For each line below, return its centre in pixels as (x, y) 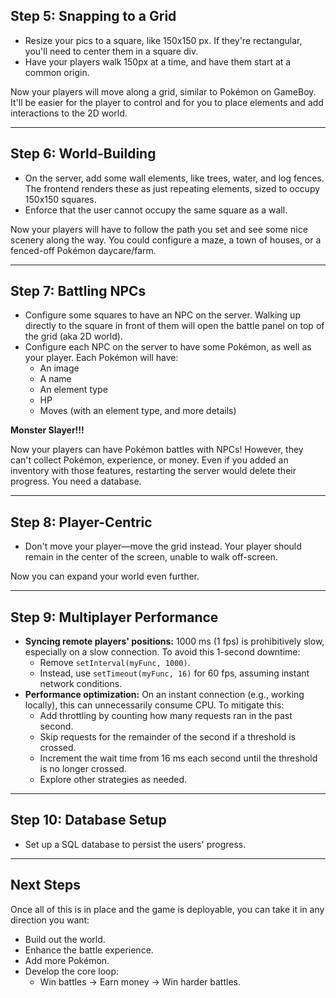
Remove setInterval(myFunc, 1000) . (115, 663)
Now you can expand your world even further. (105, 576)
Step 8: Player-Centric (81, 522)
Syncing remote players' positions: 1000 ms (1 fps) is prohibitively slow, (174, 641)
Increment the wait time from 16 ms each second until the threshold (178, 758)
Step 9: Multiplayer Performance (114, 617)
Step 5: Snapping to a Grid (93, 16)
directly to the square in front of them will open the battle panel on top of (174, 326)
